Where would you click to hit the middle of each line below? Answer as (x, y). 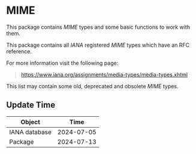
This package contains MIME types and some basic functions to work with (98, 27)
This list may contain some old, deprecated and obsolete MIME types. (92, 86)
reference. (19, 51)
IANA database (31, 132)
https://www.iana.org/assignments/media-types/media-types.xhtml (104, 74)
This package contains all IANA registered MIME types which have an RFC (98, 45)
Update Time (31, 105)
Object (31, 122)
